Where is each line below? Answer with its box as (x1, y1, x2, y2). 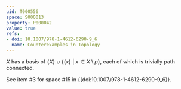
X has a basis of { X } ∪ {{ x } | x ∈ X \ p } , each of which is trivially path (6, 58, 175, 65)
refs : (6, 31, 20, 37)
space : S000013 (6, 14, 44, 20)
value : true (6, 25, 36, 31)
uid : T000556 (6, 8, 39, 15)
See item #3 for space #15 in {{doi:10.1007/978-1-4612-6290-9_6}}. (6, 75, 172, 83)
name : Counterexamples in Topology (11, 42, 100, 48)
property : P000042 (6, 20, 52, 26)
